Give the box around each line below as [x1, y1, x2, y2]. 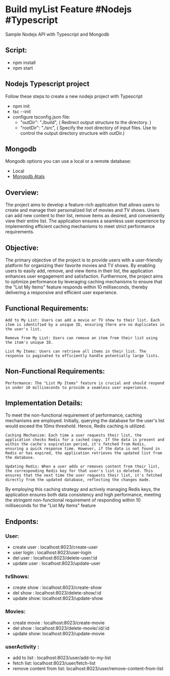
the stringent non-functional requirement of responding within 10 [5, 497, 141, 503]
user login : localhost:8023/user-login [12, 549, 92, 555]
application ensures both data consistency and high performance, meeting [5, 492, 161, 498]
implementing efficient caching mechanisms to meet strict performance [5, 223, 155, 229]
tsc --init [12, 108, 31, 114]
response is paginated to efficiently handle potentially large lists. [5, 353, 160, 358]
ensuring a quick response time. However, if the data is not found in [5, 446, 160, 451]
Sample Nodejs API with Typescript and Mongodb [5, 31, 110, 37]
